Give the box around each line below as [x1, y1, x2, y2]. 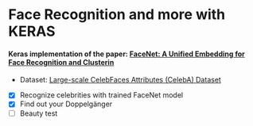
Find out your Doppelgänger [19, 99, 113, 109]
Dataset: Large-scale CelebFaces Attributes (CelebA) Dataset [19, 75, 221, 85]
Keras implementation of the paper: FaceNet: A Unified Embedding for [8, 49, 245, 59]
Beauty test [19, 109, 58, 118]
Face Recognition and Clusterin [8, 57, 115, 67]
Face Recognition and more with [8, 6, 226, 24]
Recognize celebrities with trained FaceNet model [19, 90, 184, 100]
